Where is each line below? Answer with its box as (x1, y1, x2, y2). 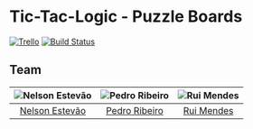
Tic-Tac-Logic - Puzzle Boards (9, 6, 243, 27)
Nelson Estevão (19, 104, 86, 116)
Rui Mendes (183, 104, 234, 116)
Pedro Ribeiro (105, 104, 164, 116)
